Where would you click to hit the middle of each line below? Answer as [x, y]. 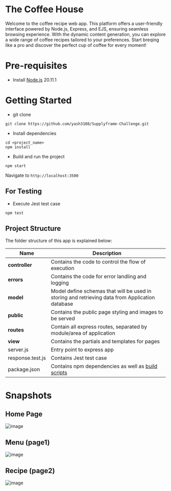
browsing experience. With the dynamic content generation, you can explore [85, 34]
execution [63, 268]
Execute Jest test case [36, 203]
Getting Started [39, 101]
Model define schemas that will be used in [101, 291]
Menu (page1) [27, 442]
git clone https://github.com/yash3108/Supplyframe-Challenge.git [77, 124]
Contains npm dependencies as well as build [104, 366]
